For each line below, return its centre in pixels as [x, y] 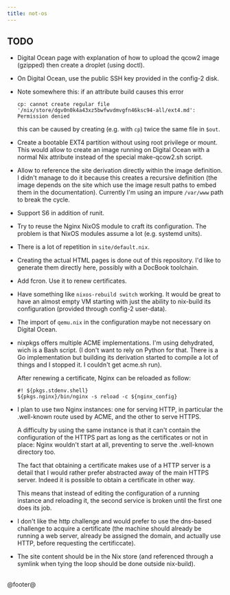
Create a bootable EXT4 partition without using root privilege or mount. [117, 142]
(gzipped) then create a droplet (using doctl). [81, 65]
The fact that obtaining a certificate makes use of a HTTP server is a [114, 466]
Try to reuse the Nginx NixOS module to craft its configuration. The [112, 226]
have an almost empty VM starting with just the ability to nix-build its [114, 302]
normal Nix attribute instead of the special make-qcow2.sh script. [110, 157]
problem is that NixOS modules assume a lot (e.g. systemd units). [110, 234]
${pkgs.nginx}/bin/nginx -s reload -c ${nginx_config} [97, 397]
